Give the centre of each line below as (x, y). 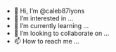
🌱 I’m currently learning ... (51, 26)
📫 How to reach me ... (46, 41)
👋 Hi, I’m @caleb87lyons (49, 11)
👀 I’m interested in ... (44, 18)
